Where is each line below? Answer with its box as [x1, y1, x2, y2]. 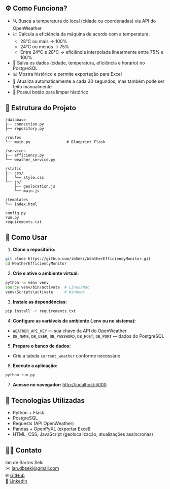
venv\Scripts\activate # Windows [5, 289, 85, 295]
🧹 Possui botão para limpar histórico [12, 89, 89, 95]
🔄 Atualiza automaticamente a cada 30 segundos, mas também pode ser [12, 78, 165, 84]
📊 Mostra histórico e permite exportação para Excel [12, 71, 122, 77]
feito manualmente [12, 83, 52, 89]
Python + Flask [12, 410, 45, 416]
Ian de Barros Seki [5, 460, 44, 466]
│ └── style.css [5, 175, 44, 180]
